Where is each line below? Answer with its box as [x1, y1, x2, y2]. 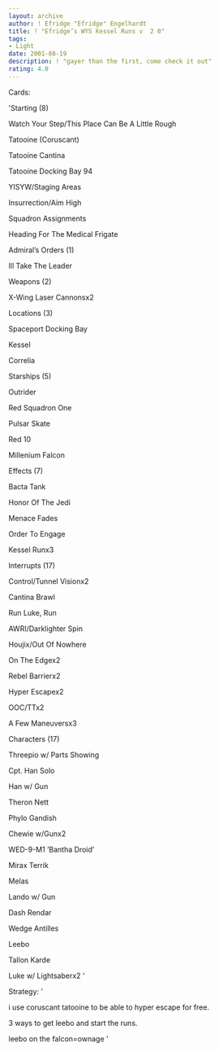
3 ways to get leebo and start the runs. [8, 1018, 138, 1028]
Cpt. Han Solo [8, 765, 55, 775]
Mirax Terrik [8, 860, 49, 870]
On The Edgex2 [8, 655, 61, 664]
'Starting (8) [8, 103, 49, 112]
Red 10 [8, 434, 32, 444]
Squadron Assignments [8, 213, 87, 223]
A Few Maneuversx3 [8, 718, 77, 728]
